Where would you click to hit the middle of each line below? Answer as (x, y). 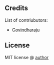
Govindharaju (26, 30)
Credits (16, 8)
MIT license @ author (27, 57)
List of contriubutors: (26, 20)
